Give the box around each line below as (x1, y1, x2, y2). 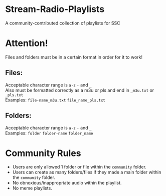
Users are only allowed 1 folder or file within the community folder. (12, 164, 147, 170)
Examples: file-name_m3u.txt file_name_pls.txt (5, 96, 106, 103)
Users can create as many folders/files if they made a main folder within (12, 169, 161, 175)
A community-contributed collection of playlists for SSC (5, 20, 120, 26)
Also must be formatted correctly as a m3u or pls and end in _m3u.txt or (5, 87, 154, 93)
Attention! (5, 37, 49, 49)
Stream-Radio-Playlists (5, 3, 105, 15)
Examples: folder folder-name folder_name (5, 130, 93, 136)
